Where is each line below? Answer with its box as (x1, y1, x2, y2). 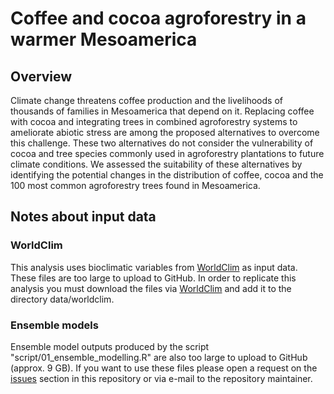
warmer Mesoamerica (10, 28, 198, 51)
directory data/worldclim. (10, 293, 115, 305)
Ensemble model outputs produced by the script (10, 340, 210, 352)
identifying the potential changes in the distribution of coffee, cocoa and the (10, 169, 324, 181)
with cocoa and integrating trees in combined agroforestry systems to (10, 116, 298, 127)
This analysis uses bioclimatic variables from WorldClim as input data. (10, 261, 298, 273)
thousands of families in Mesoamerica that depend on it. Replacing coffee (10, 105, 315, 117)
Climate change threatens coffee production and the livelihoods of (10, 95, 283, 106)
